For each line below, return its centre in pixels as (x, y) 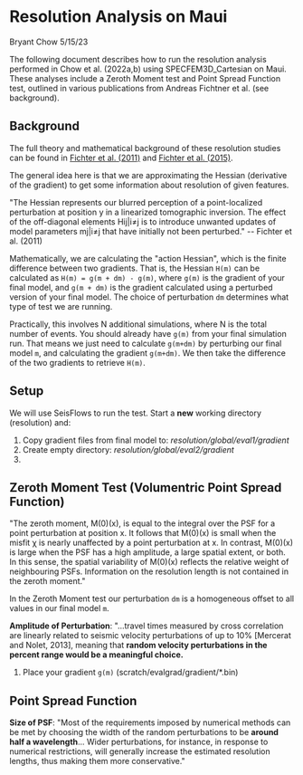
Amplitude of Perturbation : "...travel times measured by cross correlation (147, 626)
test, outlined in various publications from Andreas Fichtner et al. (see (139, 88)
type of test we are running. (61, 306)
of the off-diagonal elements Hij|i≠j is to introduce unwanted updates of (143, 221)
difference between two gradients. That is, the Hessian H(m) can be (135, 268)
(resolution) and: (40, 422)
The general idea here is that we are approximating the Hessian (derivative (148, 175)
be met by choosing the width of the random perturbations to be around (144, 732)
